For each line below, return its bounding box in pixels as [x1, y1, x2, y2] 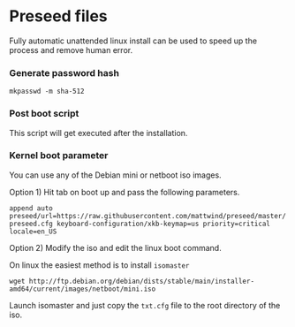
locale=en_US [9, 227, 57, 236]
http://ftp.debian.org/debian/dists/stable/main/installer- [28, 277, 254, 285]
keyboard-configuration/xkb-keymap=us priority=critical [56, 219, 271, 228]
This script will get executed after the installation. [9, 127, 188, 138]
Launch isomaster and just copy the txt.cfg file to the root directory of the [9, 300, 281, 310]
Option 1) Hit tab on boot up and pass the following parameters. [9, 186, 240, 197]
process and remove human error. [9, 44, 133, 55]
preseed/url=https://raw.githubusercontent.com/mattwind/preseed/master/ [9, 211, 287, 220]
